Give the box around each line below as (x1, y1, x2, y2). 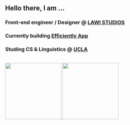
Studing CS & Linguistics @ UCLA (5, 46, 88, 53)
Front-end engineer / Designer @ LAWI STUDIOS (5, 19, 125, 26)
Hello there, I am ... (5, 4, 65, 12)
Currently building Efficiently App (5, 32, 89, 39)
